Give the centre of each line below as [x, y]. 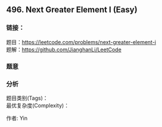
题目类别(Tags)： [27, 98]
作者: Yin [17, 118]
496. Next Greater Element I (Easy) [72, 10]
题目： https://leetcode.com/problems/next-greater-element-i [81, 42]
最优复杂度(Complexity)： [38, 105]
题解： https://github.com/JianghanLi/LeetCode [64, 49]
